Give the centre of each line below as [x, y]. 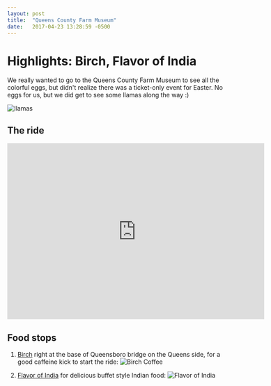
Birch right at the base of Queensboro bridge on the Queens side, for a [119, 354]
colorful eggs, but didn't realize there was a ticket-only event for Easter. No [115, 88]
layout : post [26, 14]
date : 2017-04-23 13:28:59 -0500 [59, 26]
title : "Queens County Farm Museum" [62, 20]
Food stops [32, 338]
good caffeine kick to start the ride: [68, 362]
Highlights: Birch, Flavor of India [102, 61]
